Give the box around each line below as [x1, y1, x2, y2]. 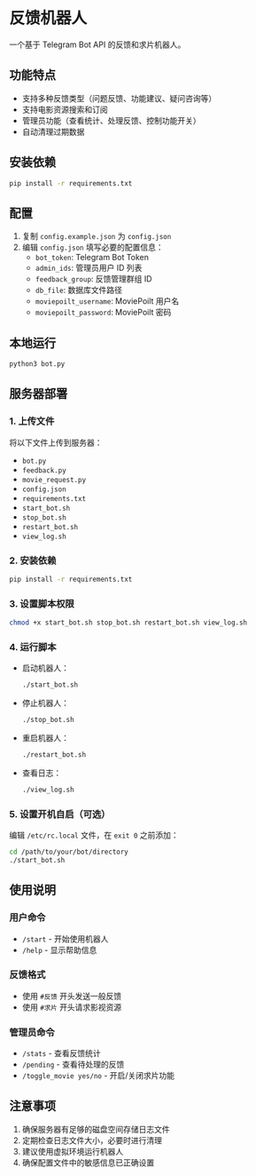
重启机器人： [21, 733, 69, 743]
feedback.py [21, 465, 66, 475]
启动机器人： [21, 663, 69, 673]
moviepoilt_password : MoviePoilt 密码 [35, 307, 172, 318]
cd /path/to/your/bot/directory [9, 847, 128, 857]
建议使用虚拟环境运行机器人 [21, 1146, 124, 1156]
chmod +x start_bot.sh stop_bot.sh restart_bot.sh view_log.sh [9, 618, 248, 627]
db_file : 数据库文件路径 [35, 285, 122, 296]
